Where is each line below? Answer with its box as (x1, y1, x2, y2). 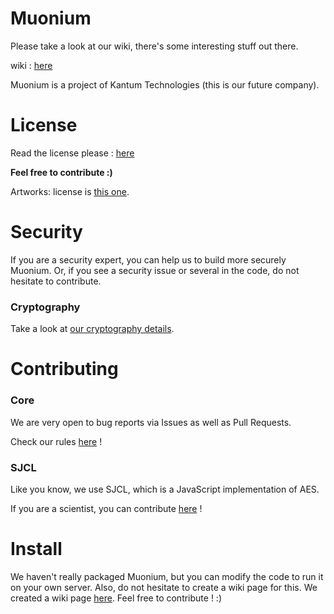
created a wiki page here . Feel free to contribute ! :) (10, 592, 223, 604)
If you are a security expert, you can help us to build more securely (10, 253, 287, 266)
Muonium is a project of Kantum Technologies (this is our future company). (10, 78, 320, 91)
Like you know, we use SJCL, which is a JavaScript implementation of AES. (10, 483, 320, 495)
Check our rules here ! (10, 435, 103, 447)
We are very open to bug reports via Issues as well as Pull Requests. (10, 416, 292, 428)
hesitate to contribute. (10, 275, 102, 287)
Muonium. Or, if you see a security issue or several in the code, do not (10, 264, 300, 276)
